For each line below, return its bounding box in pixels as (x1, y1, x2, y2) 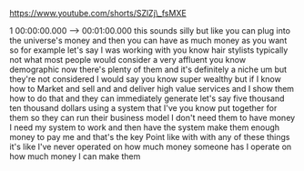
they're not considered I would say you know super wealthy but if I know (9, 74, 282, 85)
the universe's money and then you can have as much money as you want (9, 35, 288, 45)
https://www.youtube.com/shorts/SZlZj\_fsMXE (9, 8, 187, 18)
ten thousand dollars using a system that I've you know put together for (9, 103, 278, 113)
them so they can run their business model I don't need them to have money (9, 113, 296, 123)
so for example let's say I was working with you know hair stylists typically (9, 45, 289, 55)
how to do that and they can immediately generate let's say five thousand (9, 93, 285, 104)
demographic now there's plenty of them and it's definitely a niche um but (9, 64, 288, 75)
